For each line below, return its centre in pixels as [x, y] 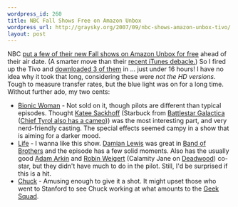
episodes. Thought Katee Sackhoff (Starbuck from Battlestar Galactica [121, 113]
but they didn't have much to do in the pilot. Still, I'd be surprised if [130, 166]
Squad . [28, 196]
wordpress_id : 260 [35, 14]
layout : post [27, 34]
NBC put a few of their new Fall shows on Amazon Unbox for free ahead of [117, 54]
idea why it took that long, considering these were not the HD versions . [112, 77]
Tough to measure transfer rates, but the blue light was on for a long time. [116, 84]
